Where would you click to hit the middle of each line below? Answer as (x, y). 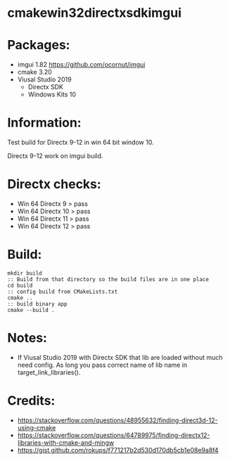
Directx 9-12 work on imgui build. (55, 156)
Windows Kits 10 (52, 95)
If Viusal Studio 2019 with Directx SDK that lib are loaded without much (120, 357)
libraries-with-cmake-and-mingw (66, 442)
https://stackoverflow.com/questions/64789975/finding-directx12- (114, 435)
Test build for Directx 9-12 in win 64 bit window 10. (81, 143)
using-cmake (37, 427)
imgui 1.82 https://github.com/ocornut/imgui (81, 65)
